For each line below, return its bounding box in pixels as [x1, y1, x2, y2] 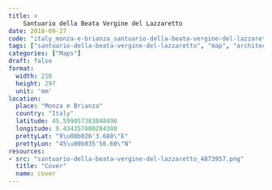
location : [8, 95, 42, 103]
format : [8, 65, 35, 73]
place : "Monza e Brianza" [15, 102, 104, 110]
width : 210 [15, 72, 53, 80]
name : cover [15, 170, 57, 178]
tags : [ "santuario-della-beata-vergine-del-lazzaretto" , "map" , [8, 42, 230, 50]
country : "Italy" [15, 110, 74, 118]
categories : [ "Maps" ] [8, 49, 82, 57]
